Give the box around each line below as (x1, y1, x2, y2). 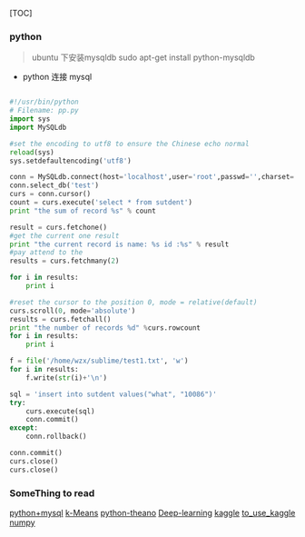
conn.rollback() (25, 432, 88, 442)
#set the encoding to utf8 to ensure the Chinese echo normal (9, 139, 250, 148)
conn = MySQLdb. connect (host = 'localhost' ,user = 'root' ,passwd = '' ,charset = (9, 173, 295, 182)
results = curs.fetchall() (9, 314, 112, 323)
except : (9, 423, 39, 433)
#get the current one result (9, 231, 120, 240)
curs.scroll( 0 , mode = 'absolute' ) (9, 306, 136, 315)
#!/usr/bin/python (9, 97, 79, 107)
